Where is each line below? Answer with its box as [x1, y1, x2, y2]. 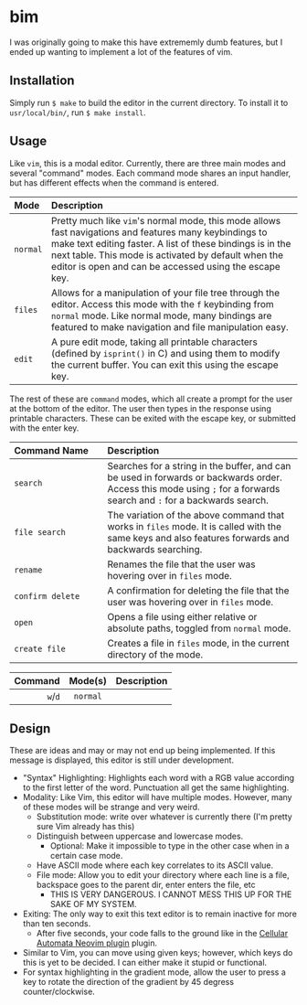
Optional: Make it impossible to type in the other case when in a [49, 840, 290, 851]
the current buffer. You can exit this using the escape [51, 358, 279, 371]
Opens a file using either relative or [107, 610, 258, 623]
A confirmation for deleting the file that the [107, 583, 290, 596]
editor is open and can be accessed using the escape [51, 260, 281, 273]
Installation [9, 73, 75, 89]
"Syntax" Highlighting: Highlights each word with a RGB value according [22, 773, 295, 784]
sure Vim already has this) [36, 821, 135, 832]
